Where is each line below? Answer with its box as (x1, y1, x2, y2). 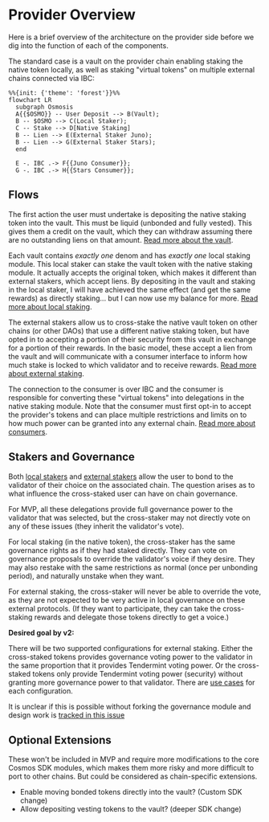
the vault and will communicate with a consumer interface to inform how (8, 351, 247, 361)
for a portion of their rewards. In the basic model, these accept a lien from (8, 343, 253, 353)
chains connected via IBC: (8, 73, 95, 83)
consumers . (8, 427, 48, 436)
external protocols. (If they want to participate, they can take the (8, 603, 222, 613)
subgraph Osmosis (15, 103, 74, 111)
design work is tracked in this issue (8, 710, 125, 720)
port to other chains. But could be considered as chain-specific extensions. (8, 771, 258, 781)
